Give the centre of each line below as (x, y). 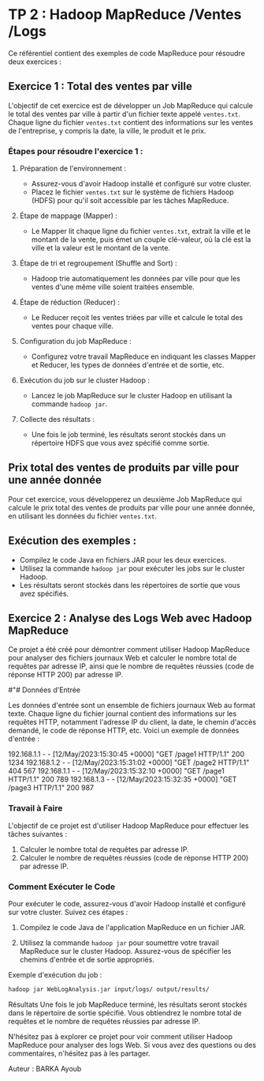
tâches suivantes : (38, 834)
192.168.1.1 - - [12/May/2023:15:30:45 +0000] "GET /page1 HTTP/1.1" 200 (126, 754)
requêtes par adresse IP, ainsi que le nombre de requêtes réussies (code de (131, 666)
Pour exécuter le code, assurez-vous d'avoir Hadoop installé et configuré (127, 904)
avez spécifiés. (44, 593)
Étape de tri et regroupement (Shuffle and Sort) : (98, 263)
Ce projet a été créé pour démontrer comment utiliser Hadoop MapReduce (129, 650)
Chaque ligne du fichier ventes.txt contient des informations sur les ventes (131, 122)
